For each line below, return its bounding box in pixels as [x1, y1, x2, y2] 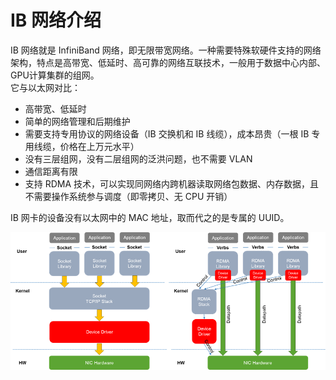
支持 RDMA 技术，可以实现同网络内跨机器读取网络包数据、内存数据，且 [24, 177, 320, 190]
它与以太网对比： [10, 81, 81, 93]
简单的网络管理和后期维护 [24, 115, 131, 127]
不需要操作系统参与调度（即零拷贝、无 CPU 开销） [24, 190, 233, 202]
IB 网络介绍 [10, 9, 102, 32]
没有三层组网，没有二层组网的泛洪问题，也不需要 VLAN [24, 152, 253, 165]
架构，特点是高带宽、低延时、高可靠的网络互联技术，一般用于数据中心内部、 [10, 56, 326, 68]
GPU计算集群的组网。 [10, 69, 100, 81]
